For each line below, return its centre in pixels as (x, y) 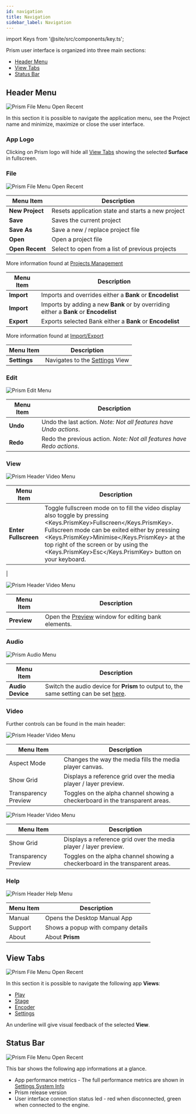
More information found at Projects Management (65, 263)
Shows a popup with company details (96, 928)
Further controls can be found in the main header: (66, 723)
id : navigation (24, 11)
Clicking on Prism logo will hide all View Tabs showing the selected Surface (97, 152)
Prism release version (41, 1092)
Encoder (24, 1007)
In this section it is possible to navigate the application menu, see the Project (98, 118)
